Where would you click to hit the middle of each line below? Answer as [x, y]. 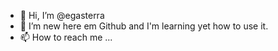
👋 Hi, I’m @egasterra [62, 15]
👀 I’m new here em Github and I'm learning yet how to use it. [144, 26]
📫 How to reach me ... [66, 37]
